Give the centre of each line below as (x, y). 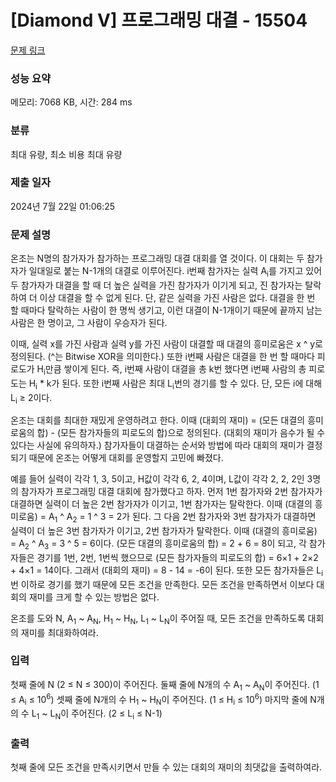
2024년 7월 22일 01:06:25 (63, 206)
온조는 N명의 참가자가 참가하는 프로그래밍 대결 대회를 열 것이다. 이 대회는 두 (157, 258)
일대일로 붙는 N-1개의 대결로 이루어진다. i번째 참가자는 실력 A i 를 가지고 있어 (175, 272)
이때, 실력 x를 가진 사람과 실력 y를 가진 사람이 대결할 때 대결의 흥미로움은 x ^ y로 (166, 343)
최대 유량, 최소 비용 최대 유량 (66, 154)
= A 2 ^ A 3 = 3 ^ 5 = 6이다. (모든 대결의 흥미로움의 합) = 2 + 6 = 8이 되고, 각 (158, 544)
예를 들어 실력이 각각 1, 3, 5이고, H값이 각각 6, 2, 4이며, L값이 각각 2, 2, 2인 (157, 479)
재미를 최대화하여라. (59, 632)
